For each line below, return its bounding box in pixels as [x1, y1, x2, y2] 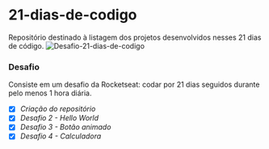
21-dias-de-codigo [8, 6, 137, 24]
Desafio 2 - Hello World [19, 113, 99, 123]
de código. [8, 40, 44, 50]
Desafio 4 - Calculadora [19, 131, 102, 141]
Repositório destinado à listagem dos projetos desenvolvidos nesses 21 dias [8, 32, 262, 42]
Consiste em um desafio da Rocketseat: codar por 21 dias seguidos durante [8, 79, 260, 90]
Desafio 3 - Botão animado [19, 122, 111, 132]
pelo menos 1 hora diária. [8, 88, 92, 98]
